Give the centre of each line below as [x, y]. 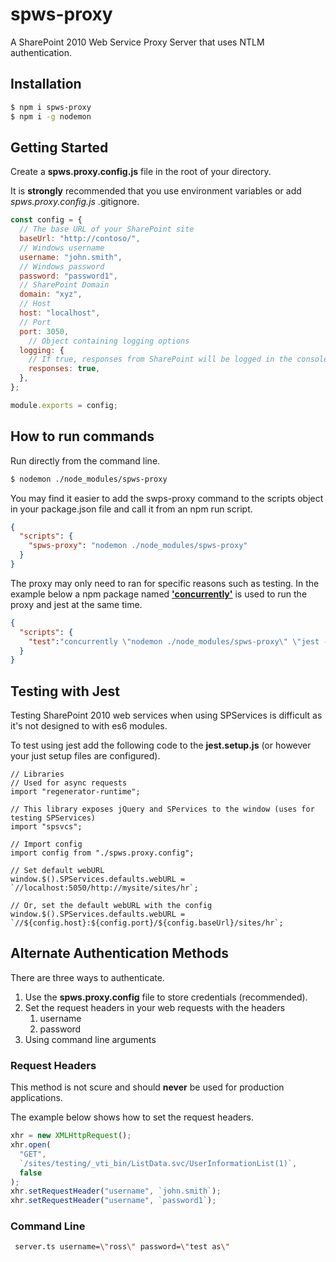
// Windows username [62, 248]
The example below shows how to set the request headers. [132, 1117]
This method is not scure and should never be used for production [147, 1087]
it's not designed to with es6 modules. [89, 726]
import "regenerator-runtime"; [75, 792]
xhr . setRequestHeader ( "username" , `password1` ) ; [113, 1201]
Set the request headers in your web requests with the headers [155, 1007]
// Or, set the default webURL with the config [111, 906]
